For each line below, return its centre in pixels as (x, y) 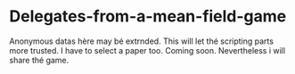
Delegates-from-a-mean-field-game (148, 16)
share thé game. (39, 60)
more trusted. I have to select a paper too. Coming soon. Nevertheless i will (147, 50)
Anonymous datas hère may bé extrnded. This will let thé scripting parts (142, 41)
